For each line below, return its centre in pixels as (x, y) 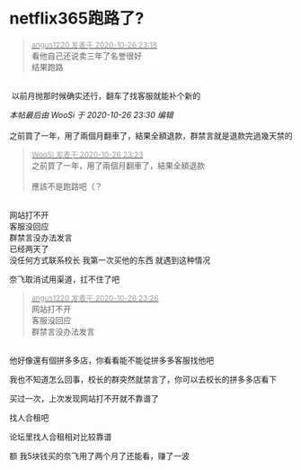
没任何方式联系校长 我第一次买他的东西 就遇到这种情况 (110, 260)
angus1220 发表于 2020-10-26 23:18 (94, 45)
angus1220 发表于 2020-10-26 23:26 (95, 298)
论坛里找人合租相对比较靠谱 (61, 437)
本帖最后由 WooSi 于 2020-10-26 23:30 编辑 (91, 114)
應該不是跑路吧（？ (67, 186)
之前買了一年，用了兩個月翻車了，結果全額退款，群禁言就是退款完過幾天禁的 (151, 135)
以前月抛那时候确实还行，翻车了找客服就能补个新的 (106, 95)
